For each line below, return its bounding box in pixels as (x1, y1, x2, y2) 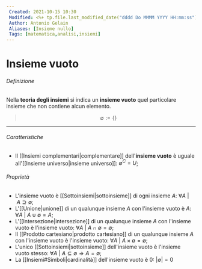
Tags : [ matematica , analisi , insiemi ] (8, 31, 101, 37)
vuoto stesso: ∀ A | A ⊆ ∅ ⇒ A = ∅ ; (14, 249, 102, 256)
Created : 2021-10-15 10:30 (8, 8, 77, 15)
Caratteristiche (6, 134, 44, 141)
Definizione (6, 77, 35, 84)
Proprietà (6, 173, 30, 181)
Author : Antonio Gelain (8, 20, 69, 26)
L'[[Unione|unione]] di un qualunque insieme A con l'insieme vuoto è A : (14, 205, 192, 212)
